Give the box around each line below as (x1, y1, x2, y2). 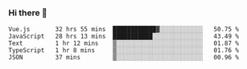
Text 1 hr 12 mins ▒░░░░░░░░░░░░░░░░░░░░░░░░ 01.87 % (8, 39, 240, 47)
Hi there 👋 (8, 7, 48, 18)
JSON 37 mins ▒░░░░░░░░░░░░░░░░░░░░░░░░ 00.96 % (8, 54, 240, 62)
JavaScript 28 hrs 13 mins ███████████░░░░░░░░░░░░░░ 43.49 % (8, 32, 240, 41)
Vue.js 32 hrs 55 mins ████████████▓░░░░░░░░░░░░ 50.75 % (8, 26, 240, 34)
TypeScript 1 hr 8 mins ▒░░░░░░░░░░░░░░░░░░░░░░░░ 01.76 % (8, 47, 240, 55)
